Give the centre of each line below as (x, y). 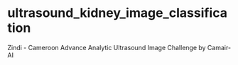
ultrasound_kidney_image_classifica (117, 13)
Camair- (219, 47)
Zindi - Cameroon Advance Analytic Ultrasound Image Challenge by (107, 47)
